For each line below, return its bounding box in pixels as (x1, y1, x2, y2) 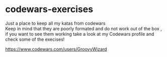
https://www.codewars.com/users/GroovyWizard (5, 46, 107, 52)
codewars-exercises (5, 4, 94, 15)
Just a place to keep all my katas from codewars (5, 20, 106, 26)
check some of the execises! (5, 36, 65, 42)
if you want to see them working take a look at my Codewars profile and (5, 31, 154, 37)
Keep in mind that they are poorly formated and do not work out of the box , (5, 25, 162, 31)
